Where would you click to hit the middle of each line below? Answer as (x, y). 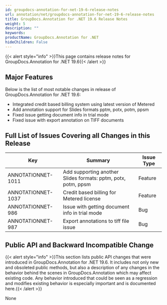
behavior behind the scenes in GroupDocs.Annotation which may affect (78, 273)
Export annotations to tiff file (96, 221)
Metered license (82, 199)
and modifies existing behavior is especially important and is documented (81, 284)
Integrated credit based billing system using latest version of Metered (83, 104)
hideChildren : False (27, 42)
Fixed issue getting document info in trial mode (60, 114)
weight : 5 (15, 24)
